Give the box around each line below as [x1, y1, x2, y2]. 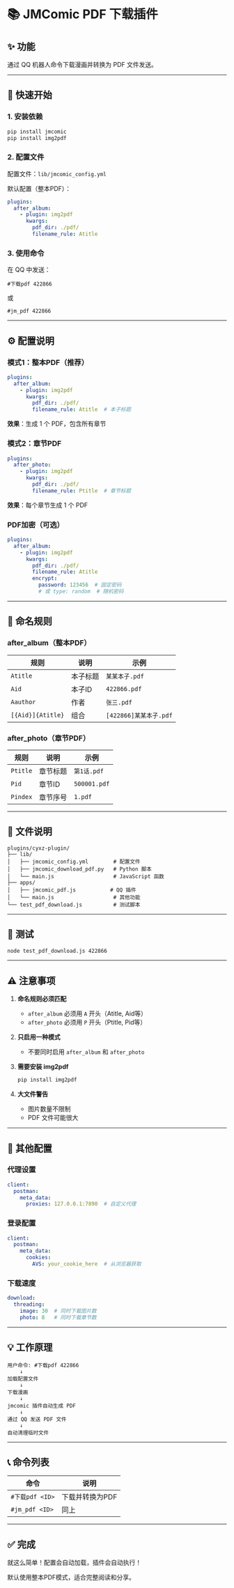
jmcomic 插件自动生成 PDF [7, 1402, 77, 1409]
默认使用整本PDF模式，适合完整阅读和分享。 [7, 1573, 136, 1582]
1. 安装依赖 [7, 112, 43, 122]
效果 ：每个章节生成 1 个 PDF [7, 501, 88, 509]
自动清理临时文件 [7, 1429, 49, 1436]
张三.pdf [105, 698, 132, 706]
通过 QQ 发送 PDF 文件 [7, 1415, 67, 1423]
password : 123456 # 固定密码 [38, 582, 122, 589]
